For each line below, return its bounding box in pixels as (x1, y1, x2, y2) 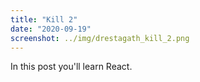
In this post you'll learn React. (10, 61, 133, 73)
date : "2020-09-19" (10, 24, 92, 34)
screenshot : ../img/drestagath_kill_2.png (10, 33, 190, 43)
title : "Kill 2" (10, 14, 78, 25)
